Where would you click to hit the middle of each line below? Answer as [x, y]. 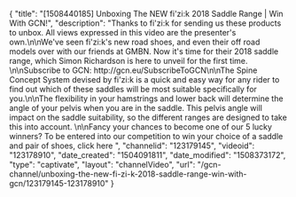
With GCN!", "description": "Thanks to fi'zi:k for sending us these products [145, 23]
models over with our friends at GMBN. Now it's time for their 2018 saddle [144, 51]
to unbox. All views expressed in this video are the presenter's [123, 32]
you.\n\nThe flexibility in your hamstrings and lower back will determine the [146, 98]
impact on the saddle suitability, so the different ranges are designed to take [148, 117]
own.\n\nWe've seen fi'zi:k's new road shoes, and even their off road [135, 42]
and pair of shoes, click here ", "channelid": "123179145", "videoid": [132, 146]
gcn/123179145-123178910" [59, 183]
